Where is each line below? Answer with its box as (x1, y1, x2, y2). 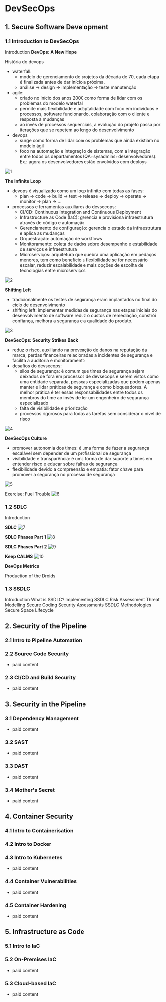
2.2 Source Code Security (5, 650, 69, 657)
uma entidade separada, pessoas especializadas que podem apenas (19, 378, 161, 385)
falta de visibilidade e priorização (19, 405, 88, 411)
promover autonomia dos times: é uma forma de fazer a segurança (12, 445, 150, 451)
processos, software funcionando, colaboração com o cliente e (19, 111, 150, 117)
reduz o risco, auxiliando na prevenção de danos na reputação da (12, 347, 147, 353)
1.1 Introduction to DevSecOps (5, 38, 79, 45)
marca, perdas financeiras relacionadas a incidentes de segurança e (12, 352, 153, 358)
